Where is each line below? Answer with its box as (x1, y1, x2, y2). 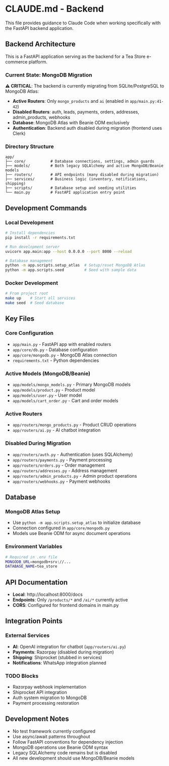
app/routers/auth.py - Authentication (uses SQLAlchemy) (12, 451, 133, 457)
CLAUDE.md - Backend (5, 3, 104, 15)
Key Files (5, 315, 34, 323)
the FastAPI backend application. (5, 25, 74, 31)
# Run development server (5, 244, 60, 249)
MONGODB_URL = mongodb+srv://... (5, 559, 71, 564)
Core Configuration (5, 330, 54, 337)
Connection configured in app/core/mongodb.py (12, 525, 110, 531)
